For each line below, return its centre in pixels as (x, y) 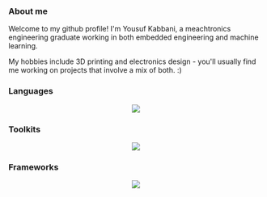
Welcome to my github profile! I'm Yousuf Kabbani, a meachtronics (120, 29)
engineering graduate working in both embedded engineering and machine (133, 37)
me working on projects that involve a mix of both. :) (95, 70)
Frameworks (34, 167)
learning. (23, 46)
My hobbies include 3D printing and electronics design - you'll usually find (132, 61)
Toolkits (25, 129)
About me (28, 11)
